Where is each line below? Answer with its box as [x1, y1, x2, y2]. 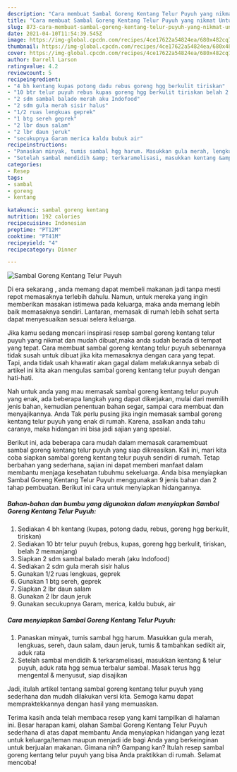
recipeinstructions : [7, 142, 68, 149]
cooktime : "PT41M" [7, 233, 61, 240]
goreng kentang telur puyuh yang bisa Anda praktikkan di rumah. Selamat [7, 751, 221, 759]
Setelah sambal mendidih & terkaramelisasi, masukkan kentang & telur [17, 656, 222, 665]
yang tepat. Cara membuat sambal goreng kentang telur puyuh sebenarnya [7, 343, 226, 353]
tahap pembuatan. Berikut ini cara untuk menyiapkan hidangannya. [7, 484, 202, 492]
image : [7, 37, 27, 44]
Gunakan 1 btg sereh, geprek [17, 577, 102, 586]
